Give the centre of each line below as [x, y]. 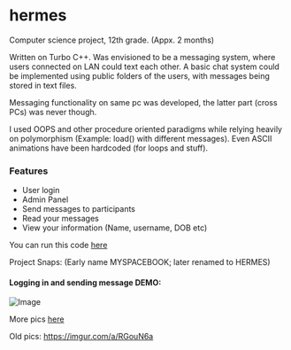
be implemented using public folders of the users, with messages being [139, 75]
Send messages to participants [78, 209]
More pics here [37, 319]
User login [41, 191]
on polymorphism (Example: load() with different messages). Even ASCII [141, 138]
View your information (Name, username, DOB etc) [115, 228]
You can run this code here [58, 245]
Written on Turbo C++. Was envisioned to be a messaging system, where [142, 57]
